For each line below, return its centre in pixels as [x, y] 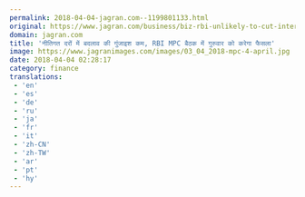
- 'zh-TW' [32, 153]
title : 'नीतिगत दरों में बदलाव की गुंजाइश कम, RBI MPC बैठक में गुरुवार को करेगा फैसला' [143, 43]
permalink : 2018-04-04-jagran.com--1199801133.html [109, 18]
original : [28, 26]
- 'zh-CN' [32, 144]
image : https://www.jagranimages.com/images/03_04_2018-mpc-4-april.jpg [150, 52]
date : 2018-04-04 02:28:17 [60, 60]
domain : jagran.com [46, 34]
